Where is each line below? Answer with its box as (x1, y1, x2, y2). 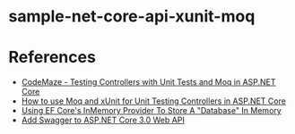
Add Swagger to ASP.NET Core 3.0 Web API (21, 114, 185, 126)
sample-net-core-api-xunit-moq (8, 6, 256, 27)
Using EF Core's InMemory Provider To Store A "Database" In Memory (21, 105, 282, 116)
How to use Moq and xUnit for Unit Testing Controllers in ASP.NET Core (21, 96, 286, 106)
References (8, 47, 96, 68)
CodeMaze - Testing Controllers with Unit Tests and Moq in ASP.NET (21, 77, 276, 88)
